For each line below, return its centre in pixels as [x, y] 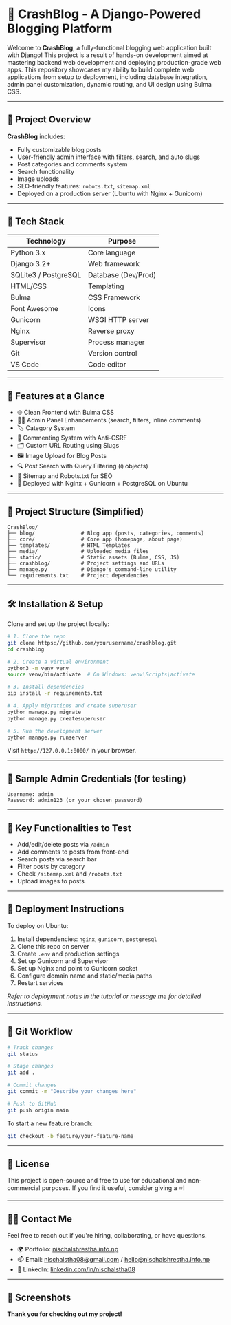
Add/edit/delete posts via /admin [63, 844]
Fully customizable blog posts [59, 149]
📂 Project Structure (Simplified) [76, 511]
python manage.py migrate [44, 712]
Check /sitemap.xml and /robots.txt [69, 874]
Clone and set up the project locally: [58, 624]
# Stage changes [30, 1066]
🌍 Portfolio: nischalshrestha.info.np [68, 1249]
